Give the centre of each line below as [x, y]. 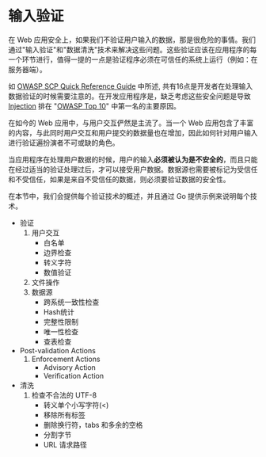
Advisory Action [70, 367]
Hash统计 [59, 312]
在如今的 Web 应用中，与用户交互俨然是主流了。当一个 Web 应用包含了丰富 [131, 123]
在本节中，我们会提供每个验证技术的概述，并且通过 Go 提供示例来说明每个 [129, 196]
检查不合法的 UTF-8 [64, 395]
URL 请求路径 [65, 444]
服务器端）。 [27, 69]
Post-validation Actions [58, 350]
